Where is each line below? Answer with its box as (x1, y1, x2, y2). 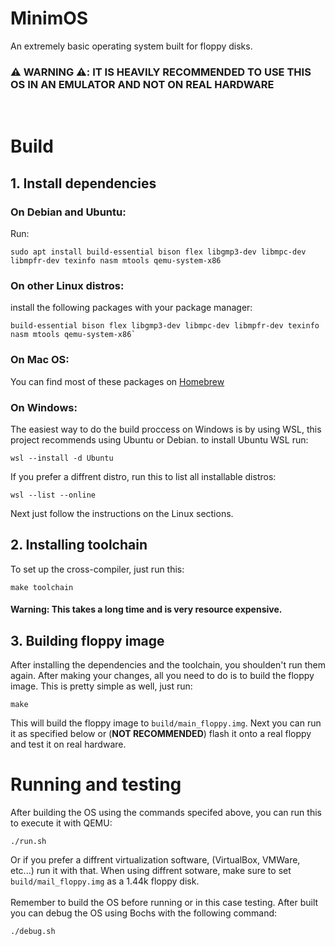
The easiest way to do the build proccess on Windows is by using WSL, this (10, 423, 322, 435)
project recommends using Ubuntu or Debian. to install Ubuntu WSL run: (10, 434, 309, 446)
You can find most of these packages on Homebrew (10, 375, 225, 387)
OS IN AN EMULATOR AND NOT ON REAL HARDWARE (10, 77, 275, 91)
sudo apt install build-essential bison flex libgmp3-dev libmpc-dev (10, 247, 307, 257)
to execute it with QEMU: (10, 817, 113, 829)
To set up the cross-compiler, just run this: (10, 563, 185, 575)
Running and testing (10, 773, 182, 796)
